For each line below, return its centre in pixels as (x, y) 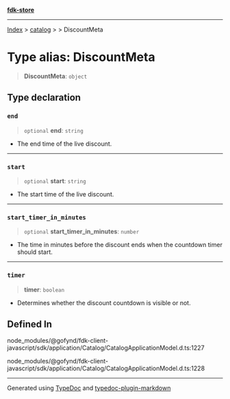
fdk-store (21, 10)
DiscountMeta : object (55, 76)
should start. (35, 252)
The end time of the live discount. (64, 144)
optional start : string (55, 181)
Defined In (30, 324)
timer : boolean (44, 289)
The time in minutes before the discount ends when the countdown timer (119, 245)
